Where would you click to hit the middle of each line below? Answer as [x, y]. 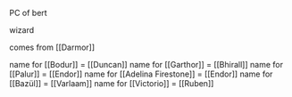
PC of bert [28, 13]
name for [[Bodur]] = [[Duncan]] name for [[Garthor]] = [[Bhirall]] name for [146, 65]
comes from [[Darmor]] [52, 47]
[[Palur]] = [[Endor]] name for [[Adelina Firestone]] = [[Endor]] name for [141, 74]
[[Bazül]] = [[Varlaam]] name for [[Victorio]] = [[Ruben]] [112, 83]
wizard [22, 30]
